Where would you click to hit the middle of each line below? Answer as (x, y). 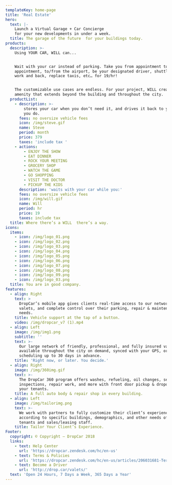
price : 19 (29, 213)
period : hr (30, 209)
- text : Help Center (36, 446)
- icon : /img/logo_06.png (42, 261)
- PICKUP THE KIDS (43, 184)
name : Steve (31, 128)
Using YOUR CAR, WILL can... (46, 53)
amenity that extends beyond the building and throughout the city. (89, 95)
